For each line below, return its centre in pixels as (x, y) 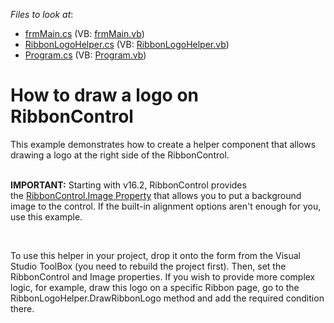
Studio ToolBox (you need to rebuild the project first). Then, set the (148, 266)
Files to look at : (42, 14)
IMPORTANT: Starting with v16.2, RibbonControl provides (128, 185)
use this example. (46, 216)
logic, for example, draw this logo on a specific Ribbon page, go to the (155, 287)
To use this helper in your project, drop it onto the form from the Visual (155, 255)
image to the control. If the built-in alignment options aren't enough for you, (166, 206)
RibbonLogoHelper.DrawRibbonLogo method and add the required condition (167, 298)
